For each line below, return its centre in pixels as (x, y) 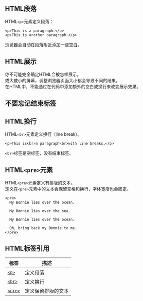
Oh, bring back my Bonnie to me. (43, 228)
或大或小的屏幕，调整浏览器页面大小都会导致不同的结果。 (63, 80)
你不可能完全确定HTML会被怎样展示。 (43, 74)
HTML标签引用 (27, 248)
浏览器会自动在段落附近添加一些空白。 (43, 44)
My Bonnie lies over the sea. (40, 211)
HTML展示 (21, 62)
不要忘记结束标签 (31, 103)
